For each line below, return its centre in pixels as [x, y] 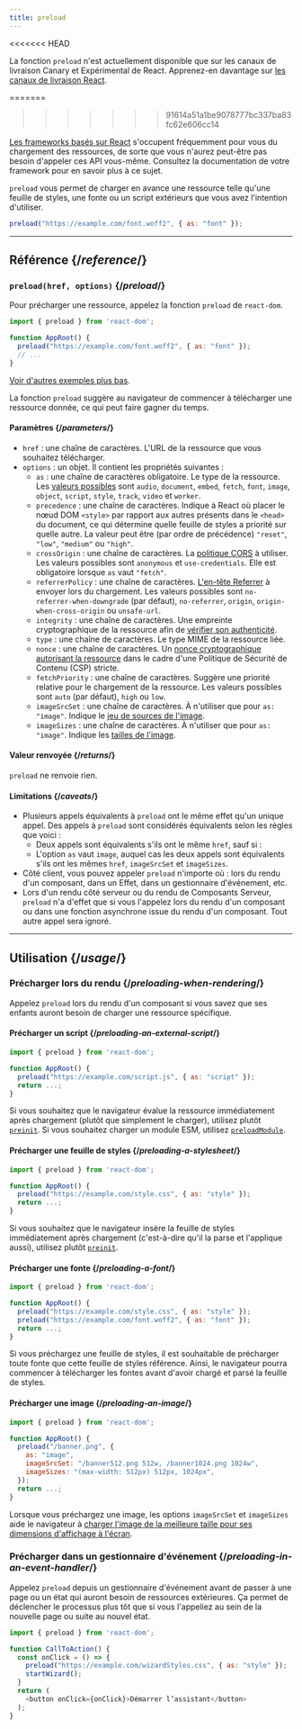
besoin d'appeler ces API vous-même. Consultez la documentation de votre [150, 161]
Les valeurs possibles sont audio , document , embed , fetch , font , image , [163, 486]
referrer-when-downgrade [82, 601]
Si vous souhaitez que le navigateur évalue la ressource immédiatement [142, 1111]
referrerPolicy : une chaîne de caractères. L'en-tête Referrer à [153, 581]
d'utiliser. [26, 207]
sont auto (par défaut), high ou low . [101, 696]
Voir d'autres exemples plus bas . [70, 380]
